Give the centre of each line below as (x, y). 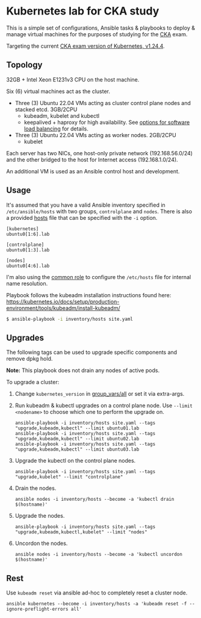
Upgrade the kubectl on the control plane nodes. (75, 461)
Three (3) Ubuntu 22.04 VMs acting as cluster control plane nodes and (103, 103)
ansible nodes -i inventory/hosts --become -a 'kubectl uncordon (98, 555)
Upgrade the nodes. (40, 516)
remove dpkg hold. (29, 359)
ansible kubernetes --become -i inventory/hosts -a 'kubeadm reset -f (97, 604)
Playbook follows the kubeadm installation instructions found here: (89, 295)
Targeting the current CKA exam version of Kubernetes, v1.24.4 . (85, 46)
